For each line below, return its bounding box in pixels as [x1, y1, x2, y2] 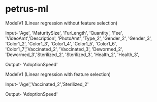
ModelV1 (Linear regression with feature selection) [5, 71, 111, 77]
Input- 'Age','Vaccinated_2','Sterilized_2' [5, 81, 89, 87]
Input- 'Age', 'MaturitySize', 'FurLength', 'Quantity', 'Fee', [5, 30, 123, 36]
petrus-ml [5, 3, 49, 15]
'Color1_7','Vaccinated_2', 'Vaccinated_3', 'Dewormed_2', [5, 46, 123, 52]
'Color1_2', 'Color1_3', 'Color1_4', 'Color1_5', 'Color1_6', [5, 40, 117, 46]
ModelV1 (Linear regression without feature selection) [5, 20, 118, 26]
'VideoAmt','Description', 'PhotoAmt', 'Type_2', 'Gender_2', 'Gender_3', [5, 35, 152, 41]
